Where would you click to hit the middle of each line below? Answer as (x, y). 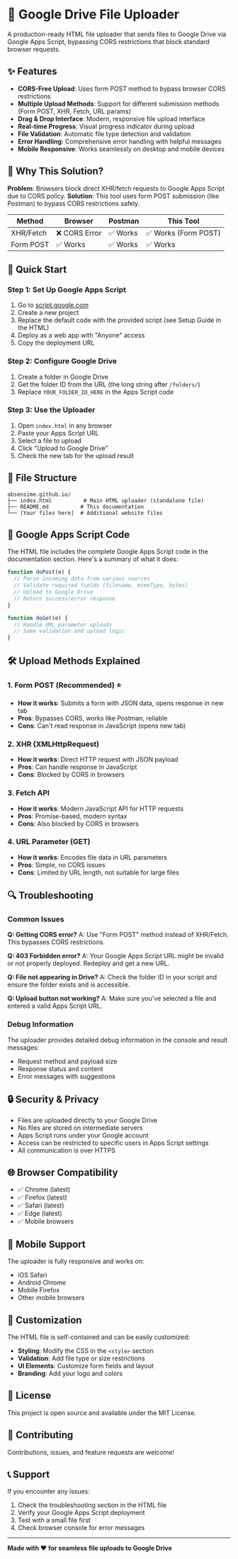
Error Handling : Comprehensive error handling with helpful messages (119, 141)
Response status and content (60, 1069)
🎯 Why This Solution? (56, 171)
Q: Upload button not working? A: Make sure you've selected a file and (112, 999)
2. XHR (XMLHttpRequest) (53, 744)
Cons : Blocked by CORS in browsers (71, 775)
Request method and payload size (67, 1061)
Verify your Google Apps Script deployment (81, 1513)
